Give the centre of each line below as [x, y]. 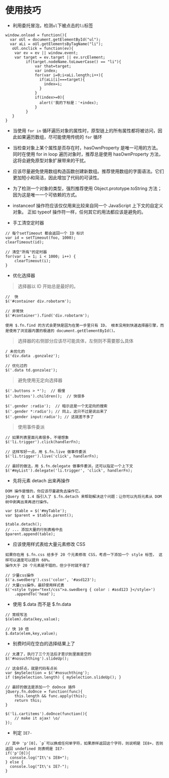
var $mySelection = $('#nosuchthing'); [47, 673]
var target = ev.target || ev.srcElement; [60, 57]
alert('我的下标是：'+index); [69, 103]
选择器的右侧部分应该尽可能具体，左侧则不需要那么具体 [75, 340]
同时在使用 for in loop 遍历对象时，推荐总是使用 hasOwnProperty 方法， [88, 154]
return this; [28, 700]
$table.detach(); [24, 524]
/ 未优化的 [15, 351]
